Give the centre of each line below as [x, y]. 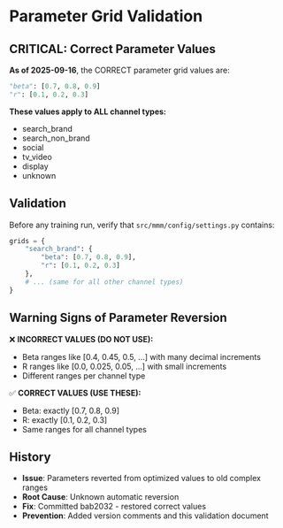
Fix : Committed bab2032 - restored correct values [114, 507]
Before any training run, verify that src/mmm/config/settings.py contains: [142, 225]
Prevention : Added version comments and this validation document [145, 516]
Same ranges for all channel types [84, 429]
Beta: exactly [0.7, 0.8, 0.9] [71, 410]
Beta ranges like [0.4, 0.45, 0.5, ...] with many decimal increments [141, 356]
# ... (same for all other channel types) [104, 282]
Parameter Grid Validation [106, 16]
